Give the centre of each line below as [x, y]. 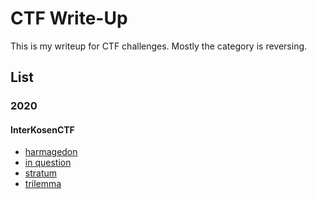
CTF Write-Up [69, 18]
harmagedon [51, 152]
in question [48, 163]
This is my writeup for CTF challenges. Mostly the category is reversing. [159, 46]
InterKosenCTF [42, 129]
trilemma [43, 184]
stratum [41, 173]
